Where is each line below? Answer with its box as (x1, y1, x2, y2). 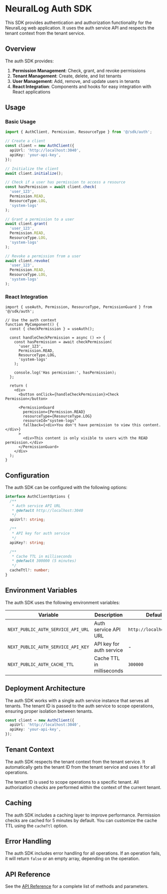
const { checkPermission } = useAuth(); (9, 327, 94, 332)
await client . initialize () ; (5, 171, 64, 176)
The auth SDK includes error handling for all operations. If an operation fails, (5, 850, 162, 857)
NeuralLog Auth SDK (5, 3, 92, 14)
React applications (12, 88, 51, 95)
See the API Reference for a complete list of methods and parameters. (5, 884, 149, 890)
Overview (5, 44, 36, 53)
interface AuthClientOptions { (5, 494, 70, 499)
